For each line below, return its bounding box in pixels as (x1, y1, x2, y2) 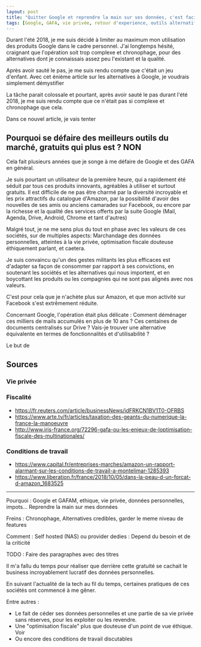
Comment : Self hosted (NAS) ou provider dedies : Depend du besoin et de (6, 533, 191, 540)
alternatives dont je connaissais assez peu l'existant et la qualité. (6, 55, 166, 63)
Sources (6, 359, 38, 370)
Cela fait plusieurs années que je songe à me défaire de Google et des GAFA (6, 158, 195, 165)
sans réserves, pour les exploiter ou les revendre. (14, 617, 137, 624)
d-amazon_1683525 (14, 480, 64, 487)
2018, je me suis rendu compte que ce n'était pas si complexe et (6, 97, 165, 105)
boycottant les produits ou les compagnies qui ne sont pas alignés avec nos (6, 276, 193, 283)
